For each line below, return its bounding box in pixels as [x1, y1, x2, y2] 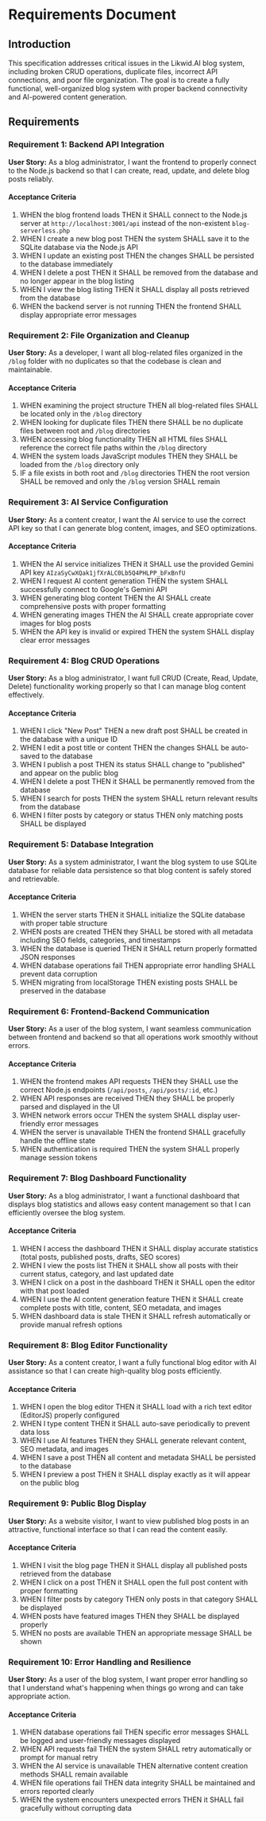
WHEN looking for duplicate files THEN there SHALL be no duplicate [19, 418, 244, 427]
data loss [19, 1427, 50, 1437]
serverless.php [19, 227, 71, 235]
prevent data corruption [19, 969, 98, 978]
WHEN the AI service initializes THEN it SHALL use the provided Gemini [19, 559, 254, 568]
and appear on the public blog [19, 768, 119, 778]
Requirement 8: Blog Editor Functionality [8, 1339, 168, 1351]
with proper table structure [19, 918, 108, 928]
